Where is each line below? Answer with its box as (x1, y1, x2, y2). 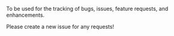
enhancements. (6, 11, 45, 19)
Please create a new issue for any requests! (6, 23, 115, 30)
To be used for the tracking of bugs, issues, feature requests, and (6, 5, 169, 12)
